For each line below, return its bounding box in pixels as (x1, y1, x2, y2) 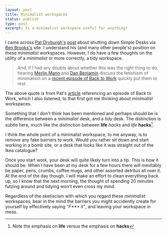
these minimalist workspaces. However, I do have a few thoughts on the (5, 50, 153, 56)
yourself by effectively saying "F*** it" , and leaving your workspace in (5, 203, 151, 209)
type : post (5, 21, 28, 26)
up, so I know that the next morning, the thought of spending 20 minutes (5, 178, 154, 184)
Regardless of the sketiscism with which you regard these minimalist (5, 193, 146, 199)
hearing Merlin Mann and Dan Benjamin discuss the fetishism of (17, 70, 149, 76)
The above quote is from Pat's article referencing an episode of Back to (5, 90, 152, 96)
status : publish (5, 16, 39, 21)
